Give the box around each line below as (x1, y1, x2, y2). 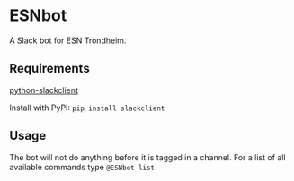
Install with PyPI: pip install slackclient (9, 102, 165, 113)
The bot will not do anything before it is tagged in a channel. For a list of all (9, 151, 286, 162)
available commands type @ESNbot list (9, 161, 156, 172)
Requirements (9, 61, 90, 76)
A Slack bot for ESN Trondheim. (9, 35, 127, 46)
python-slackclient (9, 84, 79, 95)
